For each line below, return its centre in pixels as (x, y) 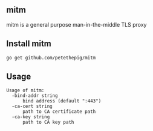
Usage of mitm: (25, 90)
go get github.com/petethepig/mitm (51, 58)
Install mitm (29, 44)
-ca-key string (31, 117)
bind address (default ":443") (62, 101)
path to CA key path (48, 123)
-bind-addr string (35, 96)
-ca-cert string (32, 106)
